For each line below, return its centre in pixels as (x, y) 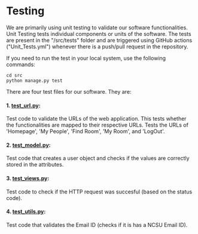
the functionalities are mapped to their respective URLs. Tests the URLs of (97, 125)
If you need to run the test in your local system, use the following (86, 58)
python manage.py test (34, 81)
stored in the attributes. (35, 165)
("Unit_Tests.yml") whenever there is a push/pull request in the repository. (97, 47)
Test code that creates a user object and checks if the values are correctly (98, 158)
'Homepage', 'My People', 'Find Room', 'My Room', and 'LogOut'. (86, 131)
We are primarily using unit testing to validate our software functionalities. (97, 27)
